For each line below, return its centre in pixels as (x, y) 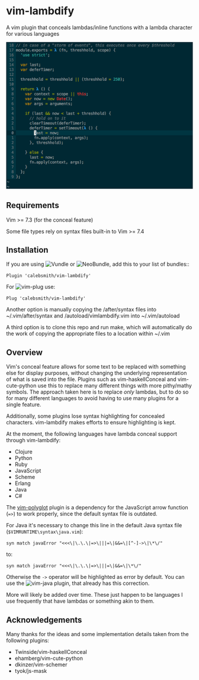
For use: (31, 287)
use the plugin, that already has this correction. (78, 583)
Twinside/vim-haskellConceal (51, 652)
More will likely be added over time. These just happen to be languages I (94, 595)
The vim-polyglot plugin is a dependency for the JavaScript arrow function (97, 508)
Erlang (23, 483)
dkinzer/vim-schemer (41, 665)
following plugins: (28, 640)
